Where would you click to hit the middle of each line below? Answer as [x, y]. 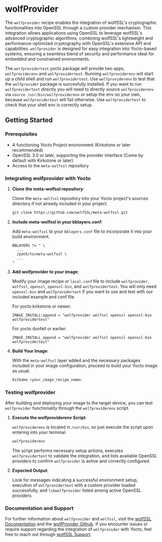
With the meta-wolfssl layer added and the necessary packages [76, 360]
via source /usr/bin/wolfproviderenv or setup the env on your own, [73, 94]
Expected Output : [30, 470]
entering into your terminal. [39, 432]
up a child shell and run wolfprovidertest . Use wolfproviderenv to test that [80, 79]
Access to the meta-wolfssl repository [50, 165]
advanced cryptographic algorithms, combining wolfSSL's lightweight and [79, 38]
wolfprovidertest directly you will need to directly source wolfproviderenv [80, 89]
